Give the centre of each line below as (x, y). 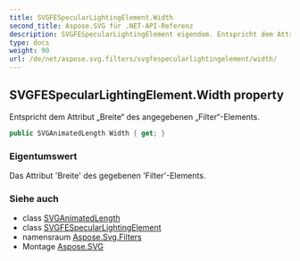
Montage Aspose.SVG (63, 247)
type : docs (29, 42)
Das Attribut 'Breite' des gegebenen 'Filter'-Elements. (108, 175)
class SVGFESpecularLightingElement (92, 228)
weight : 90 (29, 51)
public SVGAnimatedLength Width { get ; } (87, 133)
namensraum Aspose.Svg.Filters (82, 237)
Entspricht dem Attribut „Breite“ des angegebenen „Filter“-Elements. (135, 116)
